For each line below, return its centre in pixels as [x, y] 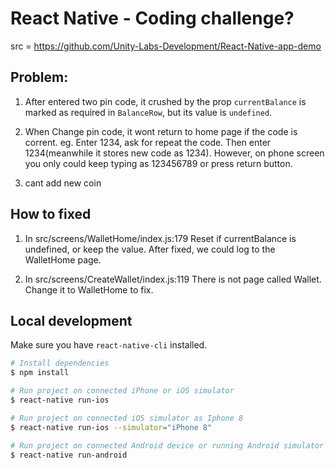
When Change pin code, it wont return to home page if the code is [161, 131]
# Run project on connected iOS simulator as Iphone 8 [127, 418]
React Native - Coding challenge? [152, 18]
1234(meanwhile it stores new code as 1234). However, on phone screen [174, 153]
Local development [71, 320]
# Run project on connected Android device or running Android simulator [167, 445]
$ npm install [40, 373]
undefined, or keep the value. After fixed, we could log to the [150, 249]
